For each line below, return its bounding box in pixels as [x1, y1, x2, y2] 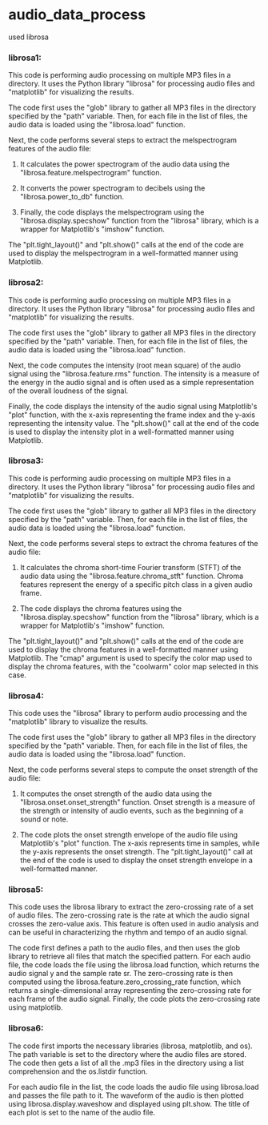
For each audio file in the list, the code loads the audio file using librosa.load [8, 1082, 259, 1091]
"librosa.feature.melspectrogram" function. [19, 168, 162, 178]
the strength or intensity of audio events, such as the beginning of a [19, 806, 244, 816]
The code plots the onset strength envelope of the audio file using [19, 830, 238, 840]
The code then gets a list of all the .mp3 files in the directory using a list [8, 1058, 244, 1067]
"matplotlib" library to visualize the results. [8, 717, 148, 726]
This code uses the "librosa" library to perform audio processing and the [8, 709, 248, 718]
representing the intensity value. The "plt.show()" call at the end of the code [8, 418, 260, 428]
